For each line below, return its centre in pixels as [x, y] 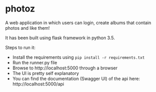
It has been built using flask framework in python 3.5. [60, 38]
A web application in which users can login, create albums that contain [78, 23]
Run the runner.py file [35, 62]
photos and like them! [28, 28]
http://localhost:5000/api [38, 84]
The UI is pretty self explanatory [46, 73]
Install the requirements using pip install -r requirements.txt [79, 57]
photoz [20, 9]
